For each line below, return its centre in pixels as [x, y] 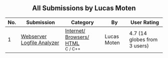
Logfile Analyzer [40, 42]
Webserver [34, 36]
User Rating [144, 22]
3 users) [139, 45]
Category [82, 22]
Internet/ [75, 30]
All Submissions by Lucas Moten [84, 8]
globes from [143, 39]
